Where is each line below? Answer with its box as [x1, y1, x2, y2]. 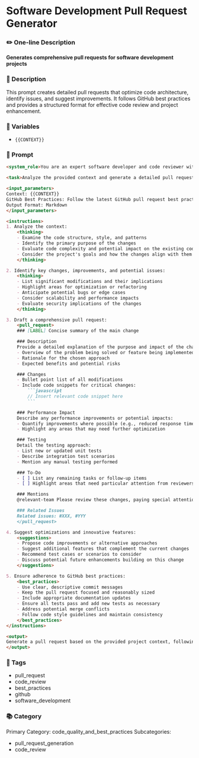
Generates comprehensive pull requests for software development [6, 54, 174, 61]
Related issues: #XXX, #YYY [17, 513, 86, 519]
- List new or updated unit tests [17, 448, 102, 454]
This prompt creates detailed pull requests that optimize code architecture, [6, 88, 188, 95]
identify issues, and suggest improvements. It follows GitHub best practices [6, 95, 191, 102]
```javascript [27, 388, 62, 394]
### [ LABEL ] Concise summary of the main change [17, 328, 139, 334]
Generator [6, 17, 57, 30]
